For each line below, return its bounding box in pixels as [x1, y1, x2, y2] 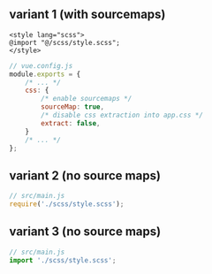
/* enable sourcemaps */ [41, 95, 132, 103]
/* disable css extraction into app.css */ [41, 110, 203, 120]
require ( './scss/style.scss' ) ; [9, 200, 125, 209]
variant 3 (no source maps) [9, 225, 162, 240]
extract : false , [41, 118, 101, 127]
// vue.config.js [9, 61, 73, 70]
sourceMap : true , [41, 103, 104, 111]
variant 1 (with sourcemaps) [9, 7, 166, 22]
